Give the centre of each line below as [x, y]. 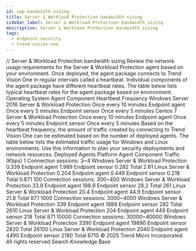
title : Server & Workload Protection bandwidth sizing [74, 17]
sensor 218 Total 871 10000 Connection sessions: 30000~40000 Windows [96, 216]
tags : [13, 33]
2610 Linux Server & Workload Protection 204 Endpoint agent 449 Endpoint [97, 210]
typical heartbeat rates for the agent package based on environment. [89, 92]
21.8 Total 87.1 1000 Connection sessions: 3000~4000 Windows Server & [94, 198]
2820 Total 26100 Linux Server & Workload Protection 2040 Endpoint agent [97, 229]
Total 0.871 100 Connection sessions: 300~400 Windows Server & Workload [98, 179]
